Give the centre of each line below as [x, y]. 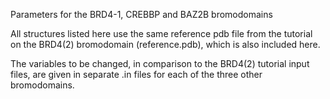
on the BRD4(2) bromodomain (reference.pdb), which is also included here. [165, 44]
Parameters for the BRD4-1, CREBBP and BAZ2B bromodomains [141, 14]
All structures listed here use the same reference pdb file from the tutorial [161, 33]
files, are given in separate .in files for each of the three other [136, 74]
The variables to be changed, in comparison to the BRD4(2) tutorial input [160, 63]
